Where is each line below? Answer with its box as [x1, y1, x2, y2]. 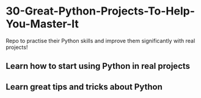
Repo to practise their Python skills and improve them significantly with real [5, 37, 196, 44]
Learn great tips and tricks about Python [5, 82, 163, 92]
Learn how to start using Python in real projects [5, 61, 191, 71]
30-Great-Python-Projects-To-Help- [5, 4, 195, 18]
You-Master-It [5, 17, 79, 31]
